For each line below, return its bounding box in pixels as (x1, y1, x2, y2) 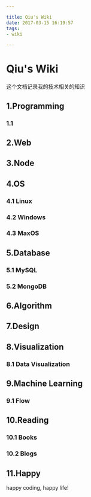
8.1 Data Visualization (6, 360, 70, 368)
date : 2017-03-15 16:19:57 (6, 19, 74, 26)
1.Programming (6, 101, 65, 111)
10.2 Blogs (6, 449, 38, 458)
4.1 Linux (6, 197, 32, 205)
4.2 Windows (6, 213, 46, 221)
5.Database (6, 248, 50, 258)
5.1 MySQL (6, 266, 38, 274)
